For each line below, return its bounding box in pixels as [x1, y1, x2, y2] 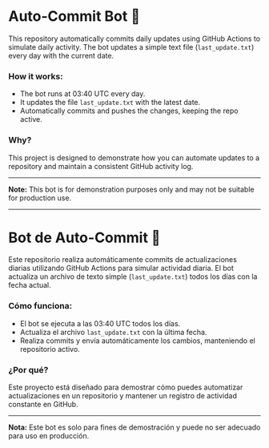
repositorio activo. [19, 344, 80, 353]
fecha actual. [8, 281, 52, 290]
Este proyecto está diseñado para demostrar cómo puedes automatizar [8, 382, 243, 392]
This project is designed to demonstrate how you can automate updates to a [8, 152, 260, 163]
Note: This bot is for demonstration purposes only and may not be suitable [8, 184, 255, 194]
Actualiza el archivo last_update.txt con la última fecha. [19, 327, 207, 337]
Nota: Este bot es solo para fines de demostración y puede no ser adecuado [8, 422, 261, 432]
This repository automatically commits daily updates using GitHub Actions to [8, 34, 261, 43]
